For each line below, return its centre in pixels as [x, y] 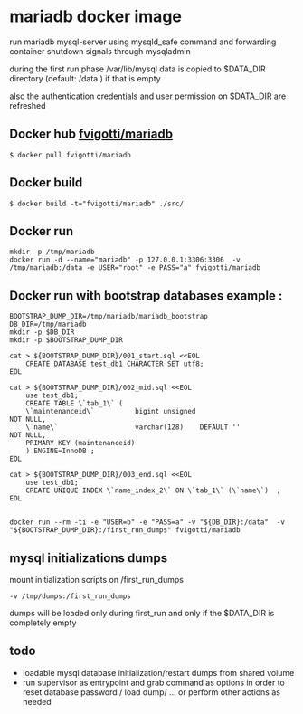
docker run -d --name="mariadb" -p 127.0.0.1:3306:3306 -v [125, 260]
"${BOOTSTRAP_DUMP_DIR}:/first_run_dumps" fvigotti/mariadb [125, 530]
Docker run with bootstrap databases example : [146, 295]
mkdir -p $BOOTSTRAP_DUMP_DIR [66, 340]
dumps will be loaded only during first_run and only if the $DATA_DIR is [142, 613]
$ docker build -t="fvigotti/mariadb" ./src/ [96, 204]
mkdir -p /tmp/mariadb [52, 252]
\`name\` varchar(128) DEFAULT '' [133, 427]
